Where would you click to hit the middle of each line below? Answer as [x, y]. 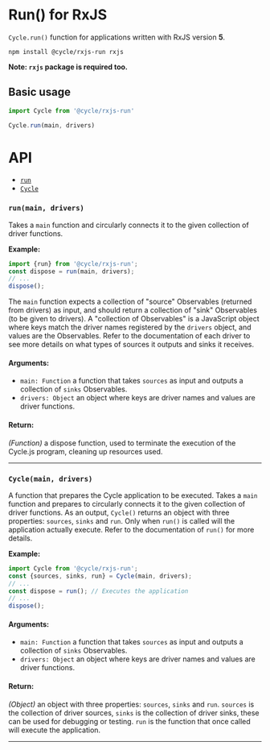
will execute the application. [55, 730]
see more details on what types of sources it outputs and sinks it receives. [131, 345]
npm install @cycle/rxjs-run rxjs [66, 52]
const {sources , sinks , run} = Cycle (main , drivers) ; [100, 576]
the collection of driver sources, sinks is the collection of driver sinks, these [134, 713]
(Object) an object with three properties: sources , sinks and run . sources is [131, 704]
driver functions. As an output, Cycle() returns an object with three [119, 512]
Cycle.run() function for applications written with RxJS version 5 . [117, 37]
